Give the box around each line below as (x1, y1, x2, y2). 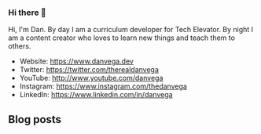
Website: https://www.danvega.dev (19, 56, 134, 66)
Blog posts (8, 113, 61, 126)
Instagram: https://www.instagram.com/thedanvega (19, 81, 187, 91)
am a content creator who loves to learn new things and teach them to (8, 33, 236, 42)
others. (8, 42, 31, 51)
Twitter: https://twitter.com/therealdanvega (19, 65, 160, 74)
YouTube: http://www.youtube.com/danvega (19, 74, 164, 83)
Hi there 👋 (8, 7, 47, 18)
